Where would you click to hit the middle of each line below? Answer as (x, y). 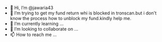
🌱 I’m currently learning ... (37, 23)
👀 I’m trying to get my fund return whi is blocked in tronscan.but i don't (83, 13)
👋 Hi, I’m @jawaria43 (32, 8)
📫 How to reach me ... (33, 34)
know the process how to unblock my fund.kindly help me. (71, 18)
